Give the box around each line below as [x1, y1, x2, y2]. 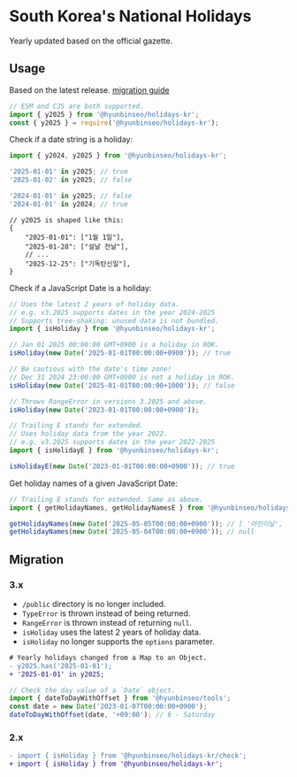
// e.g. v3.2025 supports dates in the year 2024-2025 [9, 308, 216, 317]
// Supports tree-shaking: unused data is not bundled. [9, 316, 219, 325]
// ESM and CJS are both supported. [9, 102, 144, 111]
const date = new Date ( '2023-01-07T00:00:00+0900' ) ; [9, 702, 208, 712]
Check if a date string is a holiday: [9, 135, 133, 145]
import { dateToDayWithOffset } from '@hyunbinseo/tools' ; [9, 694, 232, 703]
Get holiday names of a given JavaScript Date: [9, 478, 179, 489]
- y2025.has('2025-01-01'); [9, 661, 113, 670]
